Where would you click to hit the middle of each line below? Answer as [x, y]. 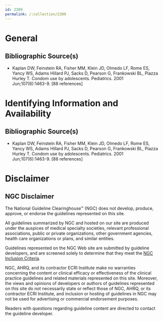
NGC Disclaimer [30, 196]
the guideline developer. [29, 313]
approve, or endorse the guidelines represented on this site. [65, 213]
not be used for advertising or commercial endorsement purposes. [72, 299]
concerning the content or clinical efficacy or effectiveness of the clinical [78, 273]
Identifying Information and [62, 103]
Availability [28, 113]
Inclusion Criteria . [23, 258]
